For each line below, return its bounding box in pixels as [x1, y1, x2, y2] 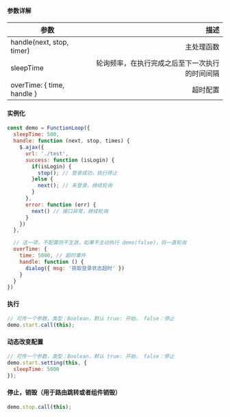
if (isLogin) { [31, 163, 72, 170]
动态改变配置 [7, 337, 43, 346]
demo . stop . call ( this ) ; [7, 404, 72, 411]
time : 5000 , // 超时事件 [19, 252, 86, 259]
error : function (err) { [25, 201, 97, 208]
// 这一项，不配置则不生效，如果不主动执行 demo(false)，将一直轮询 [13, 239, 187, 247]
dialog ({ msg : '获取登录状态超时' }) [25, 264, 125, 271]
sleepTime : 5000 [13, 366, 60, 373]
